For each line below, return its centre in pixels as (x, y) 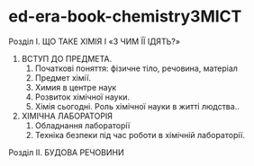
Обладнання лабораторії (82, 125)
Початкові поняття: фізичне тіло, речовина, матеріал (136, 68)
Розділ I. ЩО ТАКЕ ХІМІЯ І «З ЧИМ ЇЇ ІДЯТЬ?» (95, 41)
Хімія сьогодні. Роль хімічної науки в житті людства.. (137, 106)
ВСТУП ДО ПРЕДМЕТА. (67, 58)
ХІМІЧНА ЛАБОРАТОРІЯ (67, 116)
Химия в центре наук (76, 87)
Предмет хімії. (63, 77)
